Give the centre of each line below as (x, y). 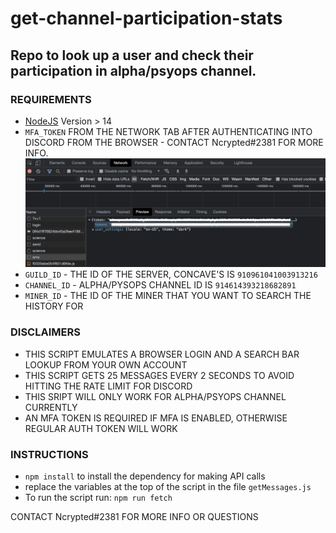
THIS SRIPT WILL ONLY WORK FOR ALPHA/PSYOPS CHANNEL (155, 396)
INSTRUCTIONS (49, 454)
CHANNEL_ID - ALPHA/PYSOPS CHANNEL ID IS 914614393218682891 (160, 285)
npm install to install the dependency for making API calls (145, 476)
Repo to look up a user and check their (132, 55)
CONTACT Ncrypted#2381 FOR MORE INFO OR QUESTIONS (134, 516)
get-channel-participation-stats (146, 18)
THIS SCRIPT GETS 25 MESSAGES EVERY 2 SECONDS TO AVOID (159, 375)
